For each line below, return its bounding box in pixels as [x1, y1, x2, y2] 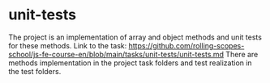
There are [225, 49, 259, 59]
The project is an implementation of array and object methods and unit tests [8, 32, 262, 42]
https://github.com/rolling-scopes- [128, 40, 245, 50]
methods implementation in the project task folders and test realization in [8, 58, 253, 68]
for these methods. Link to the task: [8, 40, 127, 50]
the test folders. [8, 66, 62, 76]
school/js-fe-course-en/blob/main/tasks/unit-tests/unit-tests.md [8, 49, 225, 59]
